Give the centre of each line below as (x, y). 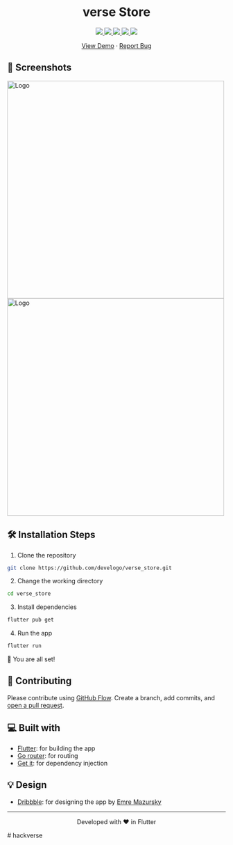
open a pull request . (36, 705)
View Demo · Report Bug (116, 45)
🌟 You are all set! (31, 659)
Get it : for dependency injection (62, 763)
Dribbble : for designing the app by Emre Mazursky (89, 802)
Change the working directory (60, 581)
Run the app (35, 633)
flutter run (24, 646)
